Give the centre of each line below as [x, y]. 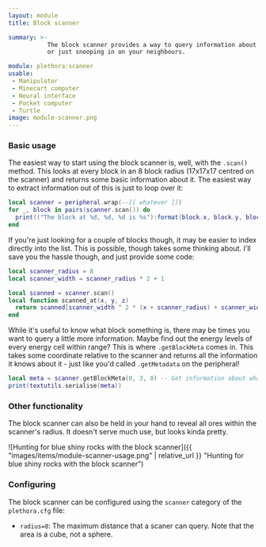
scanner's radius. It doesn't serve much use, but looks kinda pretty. [118, 432]
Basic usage [32, 146]
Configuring [32, 484]
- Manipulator [35, 81]
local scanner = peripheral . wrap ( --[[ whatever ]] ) [95, 203]
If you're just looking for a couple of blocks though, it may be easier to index [133, 239]
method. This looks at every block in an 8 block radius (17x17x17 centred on [131, 171]
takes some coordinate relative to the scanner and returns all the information [133, 356]
